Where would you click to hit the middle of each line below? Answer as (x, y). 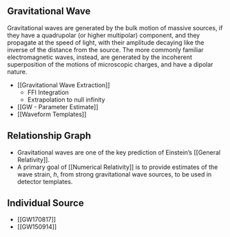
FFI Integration (48, 92)
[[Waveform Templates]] (52, 114)
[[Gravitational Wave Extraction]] (63, 84)
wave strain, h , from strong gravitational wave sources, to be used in (114, 174)
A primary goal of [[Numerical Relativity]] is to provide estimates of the (117, 167)
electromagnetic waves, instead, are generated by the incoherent (100, 57)
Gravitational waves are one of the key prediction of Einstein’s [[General (119, 152)
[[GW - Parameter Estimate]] (57, 106)
